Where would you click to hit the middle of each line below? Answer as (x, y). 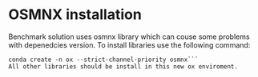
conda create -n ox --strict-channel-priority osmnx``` (103, 60)
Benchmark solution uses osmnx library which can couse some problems (129, 37)
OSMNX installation (75, 15)
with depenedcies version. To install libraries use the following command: (129, 44)
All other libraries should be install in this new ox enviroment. (123, 66)
